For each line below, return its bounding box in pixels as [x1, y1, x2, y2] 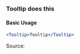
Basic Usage [6, 19, 37, 26]
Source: [6, 42, 25, 49]
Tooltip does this [6, 5, 54, 13]
